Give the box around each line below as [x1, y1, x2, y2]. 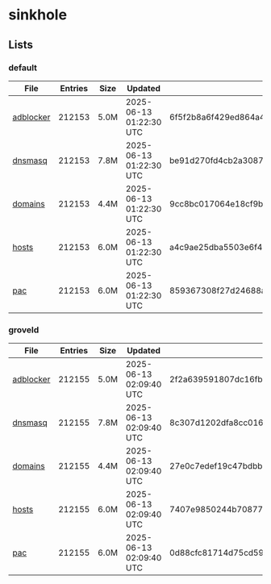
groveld [8, 324, 40, 336]
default [8, 62, 38, 73]
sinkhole [8, 6, 67, 24]
